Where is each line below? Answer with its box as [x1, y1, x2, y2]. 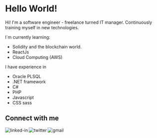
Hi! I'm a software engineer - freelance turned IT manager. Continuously [5, 19, 153, 25]
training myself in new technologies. [5, 24, 79, 30]
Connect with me [5, 114, 59, 123]
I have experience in [5, 64, 47, 70]
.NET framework [12, 79, 46, 85]
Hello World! [5, 3, 57, 14]
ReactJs [12, 49, 29, 55]
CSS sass [12, 99, 32, 105]
